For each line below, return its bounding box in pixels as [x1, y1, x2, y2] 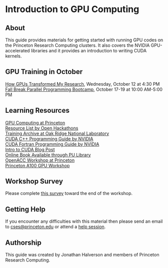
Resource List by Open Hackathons [5, 125, 78, 131]
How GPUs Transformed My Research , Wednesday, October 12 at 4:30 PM [5, 81, 160, 87]
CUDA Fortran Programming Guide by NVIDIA [5, 141, 100, 147]
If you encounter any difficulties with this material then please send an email [5, 218, 163, 225]
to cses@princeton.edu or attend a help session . [5, 224, 106, 230]
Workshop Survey [5, 177, 63, 186]
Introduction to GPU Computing [5, 4, 139, 15]
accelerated [5, 48, 30, 53]
